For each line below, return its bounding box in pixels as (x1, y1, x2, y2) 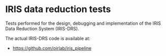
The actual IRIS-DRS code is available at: (5, 35, 90, 41)
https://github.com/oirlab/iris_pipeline (12, 45, 92, 51)
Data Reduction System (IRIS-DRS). (5, 25, 80, 31)
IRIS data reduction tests (5, 4, 111, 15)
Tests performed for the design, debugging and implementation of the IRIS (5, 20, 161, 26)
